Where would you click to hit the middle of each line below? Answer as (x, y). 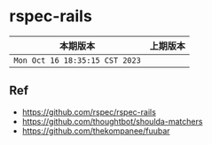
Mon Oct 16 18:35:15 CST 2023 (78, 60)
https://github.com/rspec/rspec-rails (89, 111)
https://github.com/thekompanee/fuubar (96, 131)
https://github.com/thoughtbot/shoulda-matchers (112, 121)
